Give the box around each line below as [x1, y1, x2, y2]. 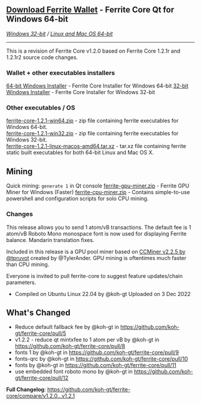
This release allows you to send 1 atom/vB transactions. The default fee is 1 [6, 223, 191, 231]
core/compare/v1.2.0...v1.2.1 [6, 392, 75, 400]
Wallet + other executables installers [6, 68, 115, 77]
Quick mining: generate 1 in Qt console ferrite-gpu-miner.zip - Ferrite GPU [6, 182, 190, 189]
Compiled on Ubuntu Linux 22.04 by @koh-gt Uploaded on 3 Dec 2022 [14, 290, 191, 297]
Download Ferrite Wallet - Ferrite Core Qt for [6, 5, 175, 15]
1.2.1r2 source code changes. [6, 53, 78, 61]
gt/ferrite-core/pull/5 [14, 330, 66, 337]
